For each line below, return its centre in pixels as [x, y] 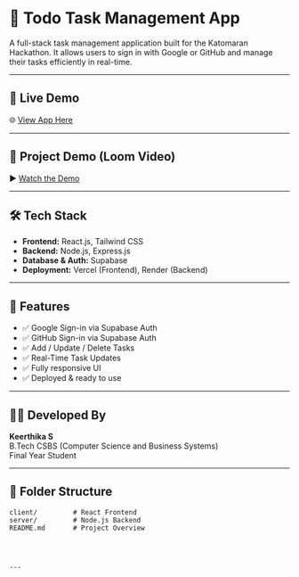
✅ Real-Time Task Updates [72, 358]
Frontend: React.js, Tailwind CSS [83, 242]
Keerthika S [31, 437]
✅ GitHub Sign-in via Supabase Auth [89, 338]
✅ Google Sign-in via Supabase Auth [89, 328]
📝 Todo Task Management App [125, 18]
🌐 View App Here [41, 120]
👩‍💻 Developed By [58, 415]
